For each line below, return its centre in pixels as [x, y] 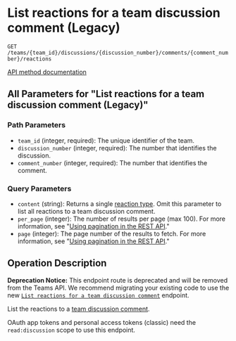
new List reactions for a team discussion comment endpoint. [98, 295]
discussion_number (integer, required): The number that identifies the [117, 148]
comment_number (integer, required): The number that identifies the [112, 162]
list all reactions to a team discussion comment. [86, 211]
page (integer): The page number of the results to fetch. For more [112, 233]
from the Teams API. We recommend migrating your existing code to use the [118, 288]
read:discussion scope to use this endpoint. [72, 330]
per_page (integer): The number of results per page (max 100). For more [122, 219]
